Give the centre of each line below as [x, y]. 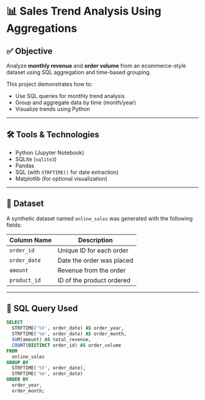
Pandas [25, 165]
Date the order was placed [95, 260]
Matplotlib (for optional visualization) [61, 178]
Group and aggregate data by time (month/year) [75, 102]
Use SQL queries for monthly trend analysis [70, 96]
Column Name [31, 240]
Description [95, 240]
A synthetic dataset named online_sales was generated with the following [100, 218]
